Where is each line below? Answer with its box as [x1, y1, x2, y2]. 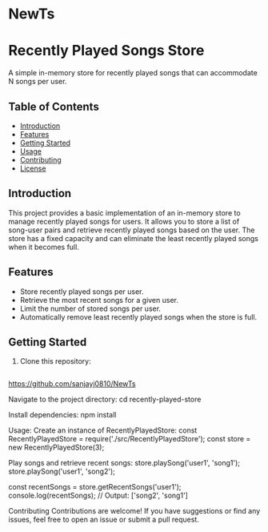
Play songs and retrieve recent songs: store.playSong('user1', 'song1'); [8, 458, 241, 468]
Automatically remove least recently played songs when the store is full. [19, 312, 258, 321]
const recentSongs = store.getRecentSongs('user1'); [8, 482, 182, 492]
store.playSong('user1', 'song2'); [8, 466, 116, 477]
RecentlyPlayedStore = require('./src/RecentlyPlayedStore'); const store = [8, 434, 251, 444]
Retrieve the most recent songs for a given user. [19, 295, 178, 304]
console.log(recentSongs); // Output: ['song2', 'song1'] [8, 490, 188, 501]
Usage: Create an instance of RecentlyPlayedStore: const [8, 425, 198, 435]
